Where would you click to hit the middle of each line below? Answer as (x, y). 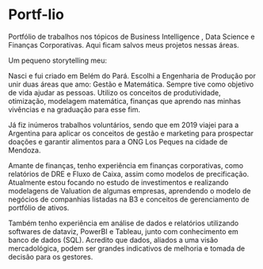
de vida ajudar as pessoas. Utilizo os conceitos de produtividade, (115, 92)
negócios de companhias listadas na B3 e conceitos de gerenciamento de (129, 199)
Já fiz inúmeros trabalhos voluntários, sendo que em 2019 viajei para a (124, 125)
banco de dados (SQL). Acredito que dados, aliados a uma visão (113, 240)
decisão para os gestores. (51, 256)
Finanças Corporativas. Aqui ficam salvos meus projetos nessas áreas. (124, 44)
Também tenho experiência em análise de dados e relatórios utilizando (124, 223)
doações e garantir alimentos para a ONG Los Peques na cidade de (118, 141)
